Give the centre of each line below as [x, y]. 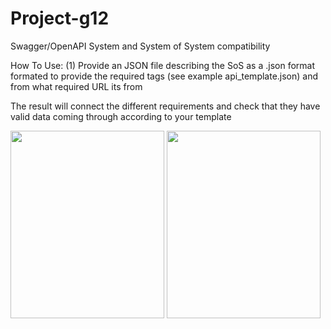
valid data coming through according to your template [121, 116]
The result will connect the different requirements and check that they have [165, 106]
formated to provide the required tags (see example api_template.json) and [164, 76]
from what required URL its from [76, 86]
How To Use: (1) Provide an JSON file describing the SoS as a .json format [163, 65]
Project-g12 [60, 18]
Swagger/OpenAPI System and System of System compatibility [140, 46]
